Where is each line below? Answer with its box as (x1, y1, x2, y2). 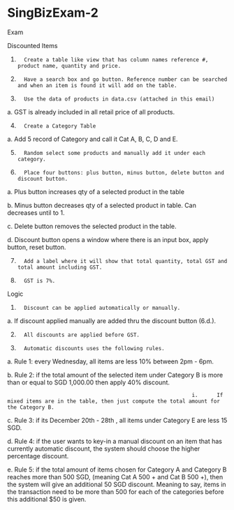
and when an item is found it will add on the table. (17, 82, 177, 89)
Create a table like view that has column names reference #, (24, 56, 209, 63)
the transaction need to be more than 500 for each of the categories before (7, 487, 225, 496)
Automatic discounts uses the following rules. (24, 345, 166, 352)
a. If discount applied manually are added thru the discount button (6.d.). (7, 316, 217, 325)
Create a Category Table (24, 122, 96, 130)
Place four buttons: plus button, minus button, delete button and (24, 169, 225, 176)
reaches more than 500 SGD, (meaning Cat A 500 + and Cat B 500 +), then (7, 472, 224, 481)
